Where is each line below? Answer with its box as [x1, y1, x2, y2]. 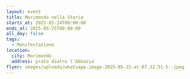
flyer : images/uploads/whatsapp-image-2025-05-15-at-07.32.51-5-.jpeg [6, 64, 185, 70]
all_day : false [6, 31, 44, 37]
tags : [6, 36, 20, 42]
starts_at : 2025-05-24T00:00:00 [6, 20, 86, 26]
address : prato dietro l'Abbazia [11, 58, 94, 64]
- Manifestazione [11, 42, 55, 48]
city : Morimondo [11, 53, 52, 59]
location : [6, 48, 31, 53]
